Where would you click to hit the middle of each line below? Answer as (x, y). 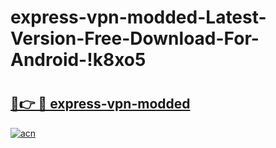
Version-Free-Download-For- (135, 38)
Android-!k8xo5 (78, 60)
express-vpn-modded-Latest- (138, 17)
